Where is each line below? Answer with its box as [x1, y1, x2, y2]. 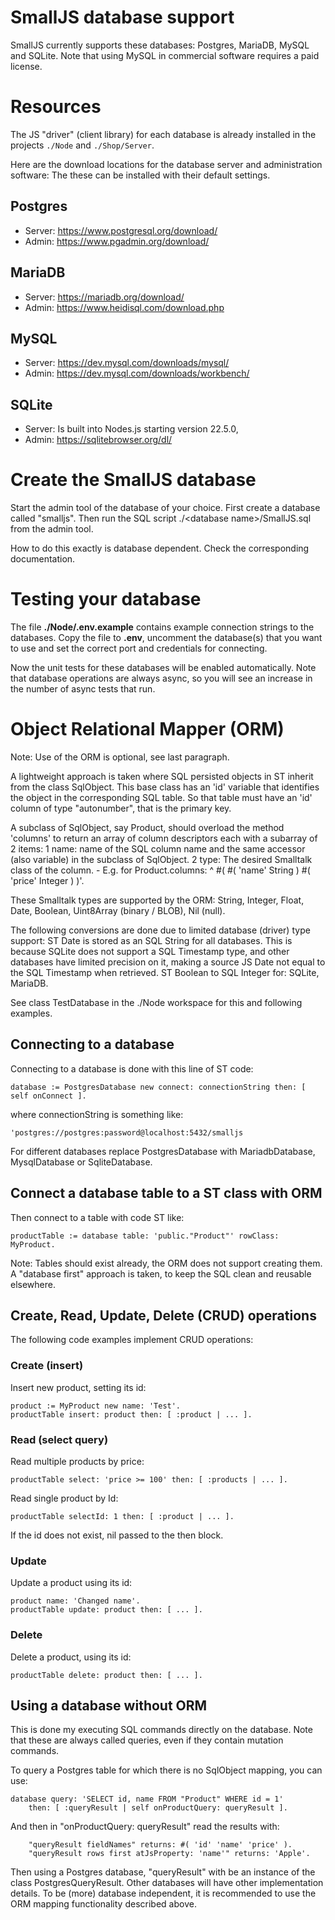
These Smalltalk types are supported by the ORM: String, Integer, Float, [10, 894, 305, 906]
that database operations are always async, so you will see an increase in [10, 672, 313, 684]
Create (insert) [10, 1359, 84, 1373]
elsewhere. [10, 1278, 56, 1290]
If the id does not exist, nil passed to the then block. [10, 1529, 224, 1541]
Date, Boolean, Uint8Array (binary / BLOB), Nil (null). [10, 904, 226, 916]
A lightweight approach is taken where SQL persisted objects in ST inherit [10, 770, 314, 782]
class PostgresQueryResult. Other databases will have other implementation [10, 1877, 324, 1889]
